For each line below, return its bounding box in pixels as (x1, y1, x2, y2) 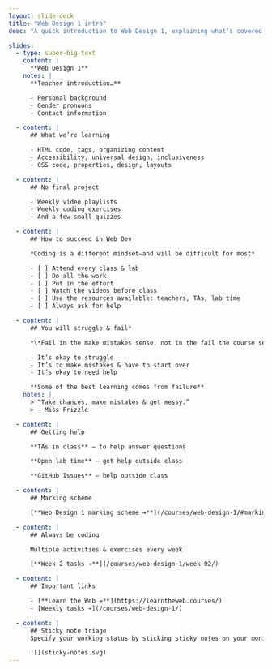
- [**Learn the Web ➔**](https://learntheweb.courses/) (29, 597, 223, 605)
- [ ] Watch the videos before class (29, 287, 158, 295)
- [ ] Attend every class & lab (29, 264, 139, 272)
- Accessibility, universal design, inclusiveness (29, 153, 205, 161)
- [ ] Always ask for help (29, 302, 121, 311)
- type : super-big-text (15, 49, 96, 58)
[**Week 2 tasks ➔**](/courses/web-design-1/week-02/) (29, 560, 219, 568)
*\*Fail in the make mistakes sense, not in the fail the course (29, 338, 255, 347)
